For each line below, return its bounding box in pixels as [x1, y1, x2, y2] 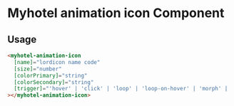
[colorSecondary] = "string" [14, 78, 94, 86]
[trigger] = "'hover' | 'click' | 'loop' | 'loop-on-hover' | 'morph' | [14, 85, 228, 92]
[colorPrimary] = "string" [14, 72, 88, 79]
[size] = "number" [14, 65, 62, 73]
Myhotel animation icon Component [7, 5, 225, 21]
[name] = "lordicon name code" [14, 58, 101, 65]
